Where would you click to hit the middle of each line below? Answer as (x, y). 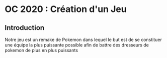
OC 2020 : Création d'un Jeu (66, 9)
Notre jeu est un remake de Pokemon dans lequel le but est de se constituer (83, 39)
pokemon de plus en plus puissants (41, 50)
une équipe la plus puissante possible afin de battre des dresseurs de (77, 45)
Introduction (25, 28)
